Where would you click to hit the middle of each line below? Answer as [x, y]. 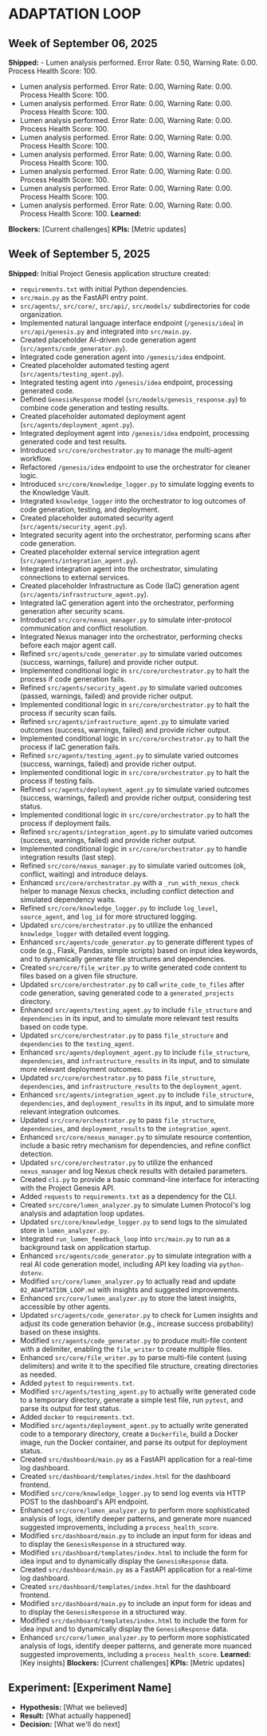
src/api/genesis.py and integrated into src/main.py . [106, 331]
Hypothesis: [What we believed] [73, 1707]
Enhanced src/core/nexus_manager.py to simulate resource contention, [136, 1137]
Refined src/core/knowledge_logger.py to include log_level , [118, 908]
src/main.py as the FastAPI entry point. [84, 297]
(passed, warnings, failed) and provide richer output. [106, 696]
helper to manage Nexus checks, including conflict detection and [127, 891]
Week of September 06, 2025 [83, 43]
